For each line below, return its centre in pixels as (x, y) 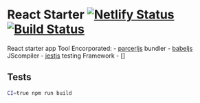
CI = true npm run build (40, 93)
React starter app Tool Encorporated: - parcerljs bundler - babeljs (100, 48)
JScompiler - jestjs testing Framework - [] (66, 56)
